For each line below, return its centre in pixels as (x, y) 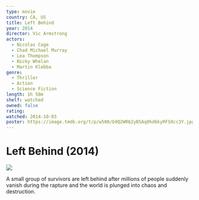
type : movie (21, 12)
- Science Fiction (34, 89)
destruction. (21, 192)
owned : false (22, 105)
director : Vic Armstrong (37, 34)
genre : (14, 72)
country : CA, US (26, 17)
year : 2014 (20, 28)
